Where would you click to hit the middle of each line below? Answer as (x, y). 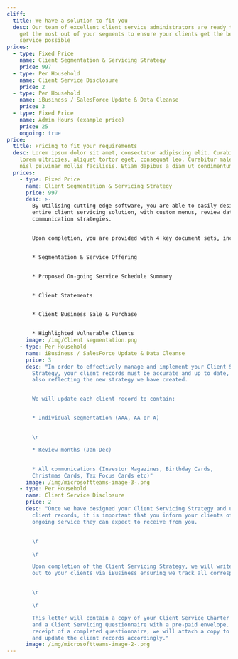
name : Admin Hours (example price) (72, 120)
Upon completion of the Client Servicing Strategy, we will (123, 566)
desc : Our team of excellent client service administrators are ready (120, 27)
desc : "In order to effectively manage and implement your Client (126, 367)
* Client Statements (63, 295)
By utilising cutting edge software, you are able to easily (125, 206)
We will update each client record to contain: (104, 399)
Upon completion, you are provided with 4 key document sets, (126, 238)
